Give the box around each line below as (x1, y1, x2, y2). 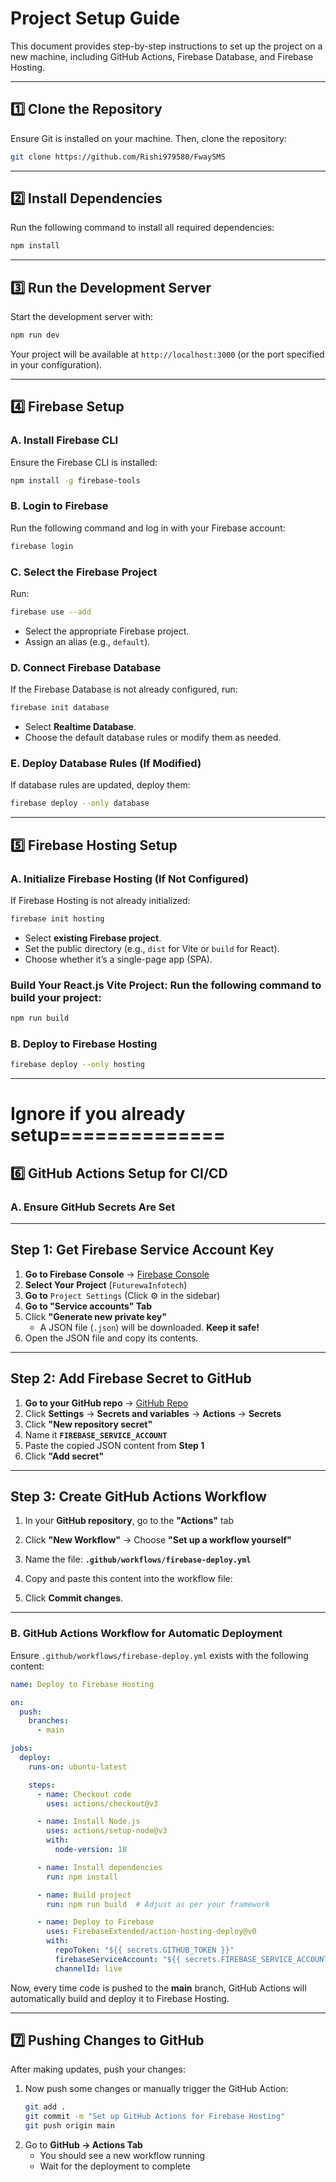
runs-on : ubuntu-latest (28, 1762, 128, 1772)
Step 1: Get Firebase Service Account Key (10, 1242, 275, 1259)
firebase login (10, 541, 74, 551)
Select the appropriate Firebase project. (24, 625, 190, 637)
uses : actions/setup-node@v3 (46, 1826, 168, 1836)
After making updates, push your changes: (10, 2063, 186, 2076)
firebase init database (10, 703, 110, 713)
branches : (28, 1716, 70, 1726)
